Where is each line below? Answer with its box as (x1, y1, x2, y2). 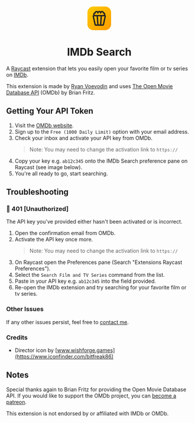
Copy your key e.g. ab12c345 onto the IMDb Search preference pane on (14, 157, 188, 164)
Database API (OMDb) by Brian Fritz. (6, 89, 96, 96)
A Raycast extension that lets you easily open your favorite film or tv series (6, 64, 188, 72)
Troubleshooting (6, 187, 69, 197)
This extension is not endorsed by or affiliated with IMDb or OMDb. (6, 409, 169, 417)
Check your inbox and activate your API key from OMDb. (14, 134, 152, 141)
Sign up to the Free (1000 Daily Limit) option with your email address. (14, 128, 189, 135)
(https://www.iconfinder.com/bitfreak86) (14, 353, 114, 360)
